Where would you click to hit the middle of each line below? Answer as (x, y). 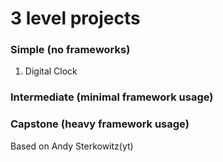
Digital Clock (51, 71)
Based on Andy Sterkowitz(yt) (72, 146)
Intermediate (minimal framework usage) (112, 97)
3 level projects (75, 18)
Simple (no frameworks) (70, 50)
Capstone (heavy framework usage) (100, 124)
